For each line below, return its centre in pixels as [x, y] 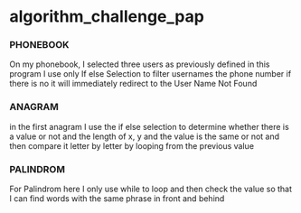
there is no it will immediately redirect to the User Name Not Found [133, 84]
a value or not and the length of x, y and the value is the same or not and [145, 136]
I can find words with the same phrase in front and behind [117, 199]
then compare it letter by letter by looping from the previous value [132, 145]
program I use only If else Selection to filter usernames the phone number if [150, 74]
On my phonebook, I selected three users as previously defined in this [140, 64]
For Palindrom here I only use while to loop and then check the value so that [150, 189]
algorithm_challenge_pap [107, 17]
